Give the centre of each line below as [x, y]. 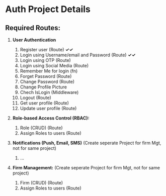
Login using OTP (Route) [46, 60]
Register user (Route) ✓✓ [47, 50]
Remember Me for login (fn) [49, 71]
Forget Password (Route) [46, 76]
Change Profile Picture [43, 87]
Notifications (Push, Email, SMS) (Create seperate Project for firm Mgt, [87, 143]
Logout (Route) [35, 97]
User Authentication [34, 40]
